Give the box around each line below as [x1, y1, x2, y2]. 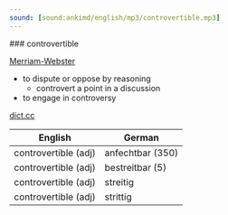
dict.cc [9, 109, 35, 120]
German [123, 131, 160, 144]
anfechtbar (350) [104, 146, 179, 159]
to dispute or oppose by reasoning [22, 73, 151, 84]
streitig [104, 175, 134, 188]
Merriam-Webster [9, 55, 76, 66]
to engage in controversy [22, 92, 117, 103]
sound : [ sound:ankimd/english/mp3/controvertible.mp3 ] [9, 13, 221, 23]
